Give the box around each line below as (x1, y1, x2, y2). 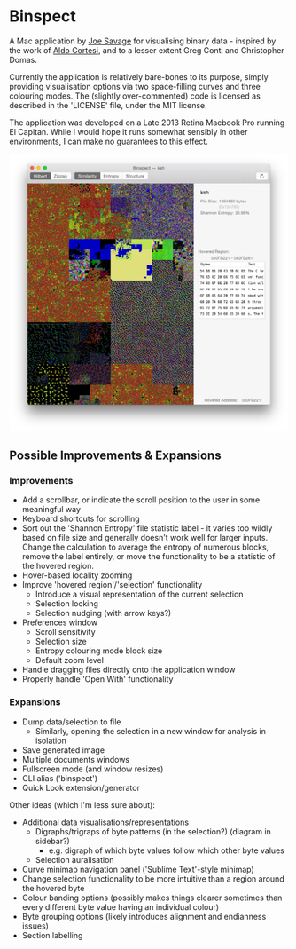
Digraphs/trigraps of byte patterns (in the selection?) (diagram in (35, 826, 272, 836)
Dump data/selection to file (21, 716, 121, 727)
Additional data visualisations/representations (21, 817, 189, 827)
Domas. (9, 54, 38, 65)
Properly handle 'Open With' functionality (21, 674, 174, 684)
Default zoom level (35, 655, 105, 666)
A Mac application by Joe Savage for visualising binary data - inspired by (9, 36, 277, 46)
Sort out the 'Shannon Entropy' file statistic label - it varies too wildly (21, 523, 273, 534)
